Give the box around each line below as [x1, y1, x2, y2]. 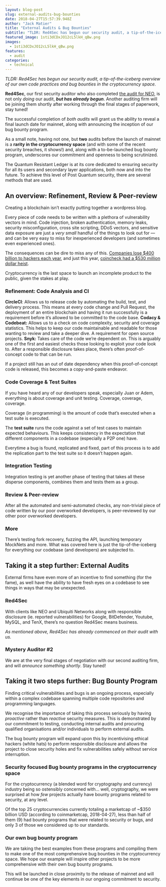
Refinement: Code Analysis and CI [5, 288, 89, 295]
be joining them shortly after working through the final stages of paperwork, [5, 101, 160, 107]
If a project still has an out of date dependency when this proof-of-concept [5, 361, 158, 367]
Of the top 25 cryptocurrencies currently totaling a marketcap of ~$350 [5, 806, 151, 812]
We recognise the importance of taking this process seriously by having [5, 710, 152, 716]
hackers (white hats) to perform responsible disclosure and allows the [5, 741, 147, 747]
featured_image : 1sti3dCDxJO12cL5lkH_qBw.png [5, 35, 100, 40]
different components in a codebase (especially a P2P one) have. [5, 435, 138, 441]
